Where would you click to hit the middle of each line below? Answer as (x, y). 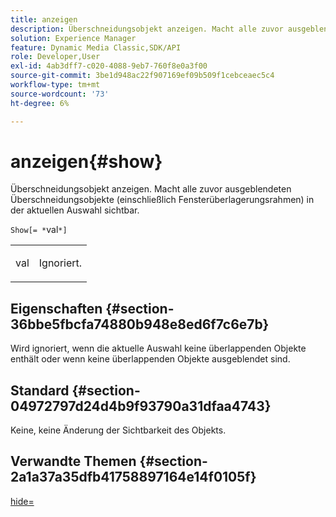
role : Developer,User (55, 57)
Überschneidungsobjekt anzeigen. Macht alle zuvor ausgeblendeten (151, 189)
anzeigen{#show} (86, 161)
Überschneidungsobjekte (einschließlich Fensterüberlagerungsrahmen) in (162, 200)
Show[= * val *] (39, 230)
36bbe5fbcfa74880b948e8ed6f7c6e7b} (140, 324)
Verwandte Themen (73, 461)
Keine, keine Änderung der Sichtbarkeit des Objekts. (118, 430)
